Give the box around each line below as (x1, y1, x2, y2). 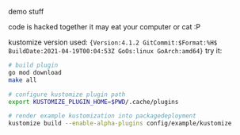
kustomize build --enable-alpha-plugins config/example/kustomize (8, 119, 232, 128)
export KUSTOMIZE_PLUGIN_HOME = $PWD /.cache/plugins (8, 98, 179, 106)
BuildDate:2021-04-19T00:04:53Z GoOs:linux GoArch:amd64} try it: (8, 46, 223, 55)
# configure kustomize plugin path (8, 91, 126, 98)
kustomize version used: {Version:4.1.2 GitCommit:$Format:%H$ (8, 37, 218, 47)
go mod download (8, 68, 62, 76)
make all (8, 75, 37, 84)
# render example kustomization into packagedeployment (8, 112, 196, 120)
